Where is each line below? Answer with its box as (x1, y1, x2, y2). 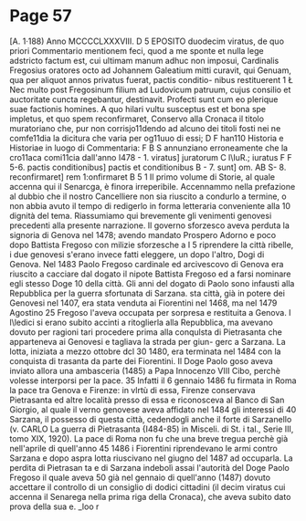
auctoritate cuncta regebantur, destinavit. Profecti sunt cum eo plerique (9, 93, 279, 105)
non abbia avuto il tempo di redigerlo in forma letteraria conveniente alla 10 (9, 200, 290, 211)
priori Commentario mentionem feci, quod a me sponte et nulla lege (9, 45, 264, 56)
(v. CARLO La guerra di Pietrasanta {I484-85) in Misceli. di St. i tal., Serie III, (9, 423, 294, 434)
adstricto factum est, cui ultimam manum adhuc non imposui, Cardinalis (9, 55, 280, 66)
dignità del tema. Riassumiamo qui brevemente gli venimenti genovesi (9, 210, 272, 221)
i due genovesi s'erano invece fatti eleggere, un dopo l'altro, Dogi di (9, 248, 265, 260)
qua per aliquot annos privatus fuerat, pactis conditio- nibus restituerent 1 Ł (9, 74, 294, 85)
